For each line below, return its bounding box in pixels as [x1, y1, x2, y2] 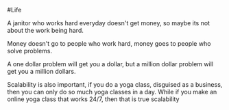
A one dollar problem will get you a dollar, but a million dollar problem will [7, 60, 214, 68]
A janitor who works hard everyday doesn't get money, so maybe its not [7, 19, 210, 27]
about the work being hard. [7, 27, 84, 34]
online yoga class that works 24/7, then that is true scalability [7, 95, 180, 103]
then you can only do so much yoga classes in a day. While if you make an [7, 88, 217, 96]
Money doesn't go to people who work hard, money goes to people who [7, 40, 211, 47]
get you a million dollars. [7, 68, 77, 75]
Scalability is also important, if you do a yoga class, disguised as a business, [7, 81, 223, 88]
